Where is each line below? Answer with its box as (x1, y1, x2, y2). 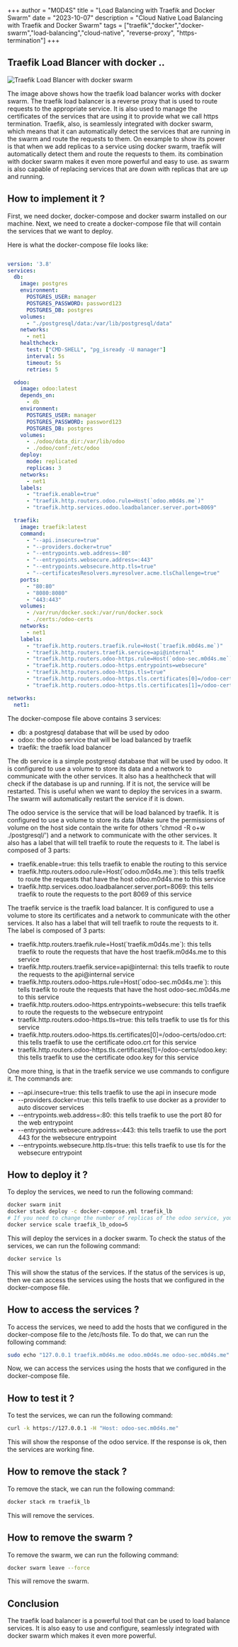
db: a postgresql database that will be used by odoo (17, 727, 170, 737)
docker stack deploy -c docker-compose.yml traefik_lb (7, 1208, 173, 1216)
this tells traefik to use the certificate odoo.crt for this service (17, 1037, 197, 1046)
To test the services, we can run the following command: (7, 1411, 174, 1420)
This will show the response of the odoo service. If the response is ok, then (7, 1438, 227, 1446)
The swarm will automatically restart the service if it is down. (7, 794, 185, 803)
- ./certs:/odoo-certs (25, 616, 93, 623)
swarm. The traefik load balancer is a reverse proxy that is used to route (7, 97, 218, 105)
